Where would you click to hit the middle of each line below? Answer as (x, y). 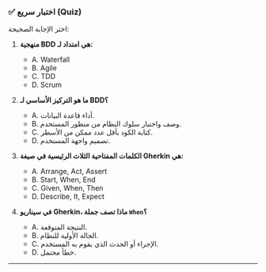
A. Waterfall (50, 60)
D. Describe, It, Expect (68, 197)
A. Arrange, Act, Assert (69, 172)
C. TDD (44, 77)
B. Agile (44, 68)
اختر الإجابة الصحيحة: (39, 29)
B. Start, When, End (63, 179)
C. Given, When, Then (67, 188)
